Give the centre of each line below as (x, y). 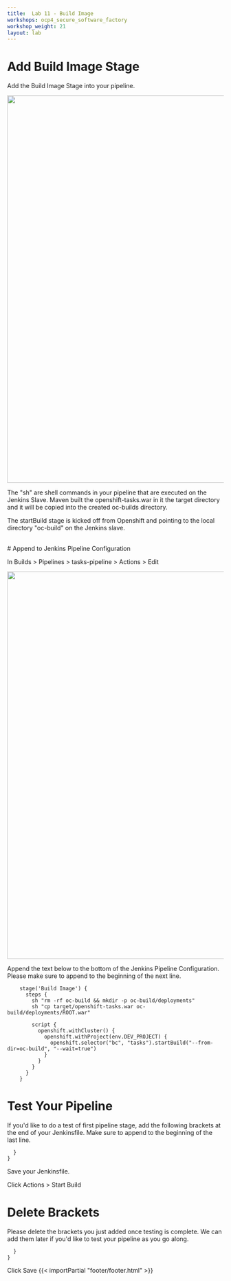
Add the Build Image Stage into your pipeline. (71, 86)
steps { (36, 995)
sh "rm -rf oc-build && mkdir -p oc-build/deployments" (113, 1001)
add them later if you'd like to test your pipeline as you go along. (98, 1239)
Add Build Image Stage (73, 67)
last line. (19, 1140)
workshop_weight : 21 (37, 26)
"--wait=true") (75, 1049)
